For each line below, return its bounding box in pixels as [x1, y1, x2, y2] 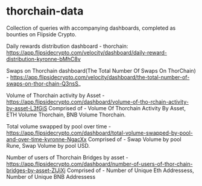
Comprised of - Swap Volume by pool [87, 135, 182, 143]
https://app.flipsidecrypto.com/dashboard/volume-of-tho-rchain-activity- [6, 98, 189, 105]
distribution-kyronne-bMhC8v [6, 55, 81, 62]
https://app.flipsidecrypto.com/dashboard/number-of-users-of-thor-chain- [6, 160, 193, 167]
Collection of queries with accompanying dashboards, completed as [6, 24, 176, 32]
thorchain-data [6, 4, 84, 18]
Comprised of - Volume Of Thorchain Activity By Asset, [48, 104, 186, 111]
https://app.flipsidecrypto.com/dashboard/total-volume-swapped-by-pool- [6, 129, 193, 136]
